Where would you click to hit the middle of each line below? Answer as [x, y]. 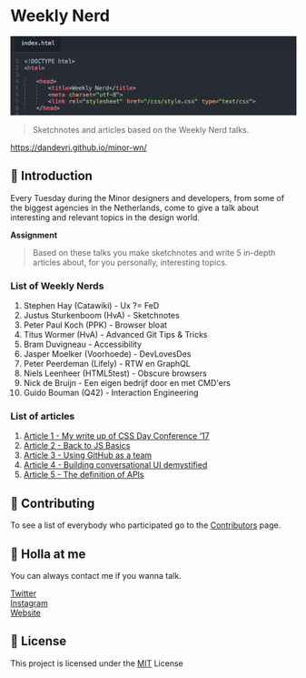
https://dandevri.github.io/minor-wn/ [79, 147]
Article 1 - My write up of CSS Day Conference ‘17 [116, 436]
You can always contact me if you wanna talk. [96, 575]
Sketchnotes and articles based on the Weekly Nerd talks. [141, 129]
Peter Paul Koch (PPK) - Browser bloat [95, 325]
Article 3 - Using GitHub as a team [88, 455]
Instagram [29, 602]
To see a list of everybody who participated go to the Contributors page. [146, 525]
